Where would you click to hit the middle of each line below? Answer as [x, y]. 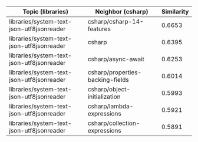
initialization [104, 97]
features [99, 29]
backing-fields [108, 80]
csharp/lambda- [110, 106]
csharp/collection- [114, 123]
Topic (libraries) [46, 11]
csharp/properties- [115, 72]
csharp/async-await [116, 59]
